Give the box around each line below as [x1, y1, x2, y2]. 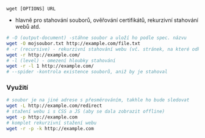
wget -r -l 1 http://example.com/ [6, 63, 95, 70]
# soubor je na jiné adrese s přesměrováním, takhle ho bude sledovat [6, 97, 190, 103]
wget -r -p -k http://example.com [6, 125, 95, 131]
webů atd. [15, 23, 41, 30]
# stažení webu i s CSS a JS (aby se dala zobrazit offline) [6, 109, 165, 115]
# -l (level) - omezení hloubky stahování [6, 57, 116, 64]
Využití [6, 83, 29, 92]
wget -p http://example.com [6, 114, 78, 120]
